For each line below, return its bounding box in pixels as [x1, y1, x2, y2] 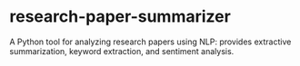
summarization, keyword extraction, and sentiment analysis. [9, 45, 235, 56]
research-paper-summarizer [9, 6, 232, 27]
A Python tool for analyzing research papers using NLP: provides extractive [9, 36, 292, 47]
